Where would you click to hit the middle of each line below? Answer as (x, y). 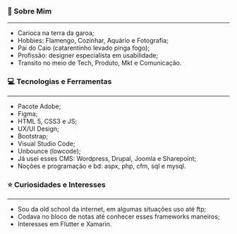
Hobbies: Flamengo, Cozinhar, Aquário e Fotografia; (93, 41)
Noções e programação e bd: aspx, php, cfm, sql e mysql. (102, 166)
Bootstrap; (33, 136)
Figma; (28, 113)
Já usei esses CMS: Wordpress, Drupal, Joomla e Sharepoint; (107, 158)
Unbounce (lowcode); (49, 151)
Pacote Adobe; (39, 106)
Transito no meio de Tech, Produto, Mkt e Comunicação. (99, 63)
